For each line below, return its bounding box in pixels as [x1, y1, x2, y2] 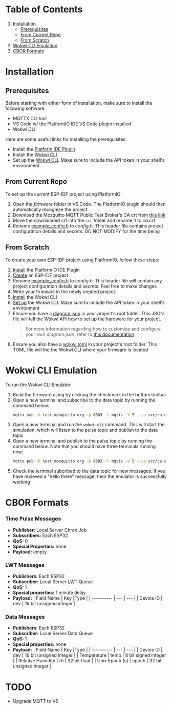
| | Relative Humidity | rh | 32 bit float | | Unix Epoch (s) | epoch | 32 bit [12, 658, 162, 664]
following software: [5, 105, 46, 111]
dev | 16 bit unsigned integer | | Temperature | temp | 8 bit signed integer [12, 652, 166, 658]
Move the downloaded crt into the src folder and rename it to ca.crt [12, 217, 155, 223]
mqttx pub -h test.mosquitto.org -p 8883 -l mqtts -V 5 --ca [12, 458, 146, 464]
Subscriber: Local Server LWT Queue [12, 579, 93, 585]
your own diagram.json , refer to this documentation [25, 331, 135, 337]
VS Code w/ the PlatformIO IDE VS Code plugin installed [12, 121, 132, 127]
